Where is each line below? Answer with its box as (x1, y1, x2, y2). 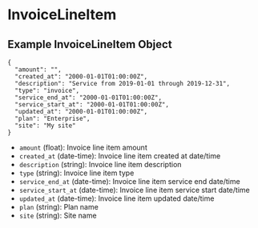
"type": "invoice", (14, 86, 80, 94)
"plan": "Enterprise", (14, 114, 91, 122)
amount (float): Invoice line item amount (18, 142, 147, 152)
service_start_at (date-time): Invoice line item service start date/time (18, 186, 250, 194)
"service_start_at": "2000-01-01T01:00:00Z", (14, 101, 170, 109)
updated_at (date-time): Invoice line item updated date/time (18, 194, 215, 203)
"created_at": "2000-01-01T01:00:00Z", (14, 73, 148, 81)
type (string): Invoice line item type (18, 168, 135, 178)
